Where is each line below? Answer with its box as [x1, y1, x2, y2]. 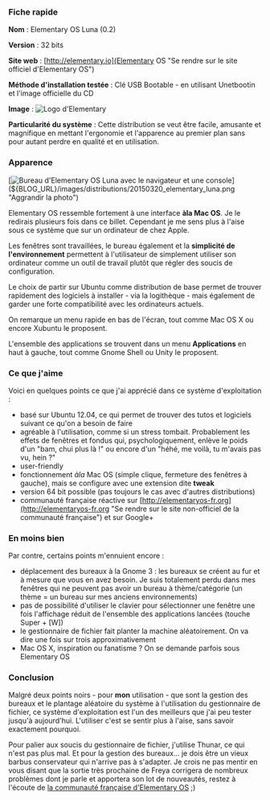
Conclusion [8, 672, 55, 683]
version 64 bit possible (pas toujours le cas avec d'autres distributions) [19, 486, 256, 497]
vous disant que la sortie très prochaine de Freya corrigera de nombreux [8, 765, 248, 775]
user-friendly [19, 461, 64, 471]
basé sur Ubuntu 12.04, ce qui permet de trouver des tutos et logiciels [19, 410, 252, 419]
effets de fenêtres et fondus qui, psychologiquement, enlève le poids [19, 435, 248, 445]
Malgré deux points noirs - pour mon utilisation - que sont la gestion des [8, 691, 248, 700]
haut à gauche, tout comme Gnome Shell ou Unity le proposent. [8, 347, 219, 357]
